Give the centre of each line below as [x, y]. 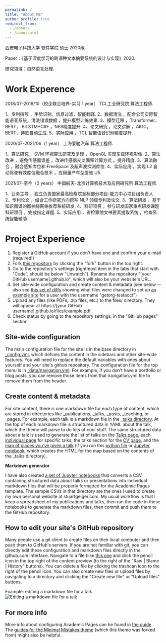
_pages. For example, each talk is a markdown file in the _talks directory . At [82, 419]
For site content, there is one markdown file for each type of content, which [82, 408]
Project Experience [45, 239]
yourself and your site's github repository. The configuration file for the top [82, 365]
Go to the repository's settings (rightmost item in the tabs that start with [85, 269]
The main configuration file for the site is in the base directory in [71, 349]
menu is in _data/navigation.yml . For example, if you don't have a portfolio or [83, 370]
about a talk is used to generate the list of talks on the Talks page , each [78, 435]
